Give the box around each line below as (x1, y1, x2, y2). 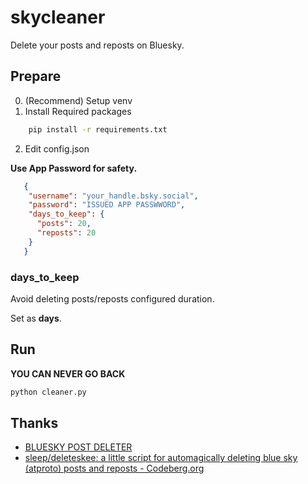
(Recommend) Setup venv (24, 94, 133, 106)
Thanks (10, 415, 59, 431)
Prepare (10, 68, 62, 85)
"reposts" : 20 (36, 228, 97, 238)
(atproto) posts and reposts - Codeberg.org (24, 462, 205, 475)
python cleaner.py (10, 387, 87, 397)
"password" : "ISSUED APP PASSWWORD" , (28, 200, 186, 210)
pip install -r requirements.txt (28, 124, 168, 135)
